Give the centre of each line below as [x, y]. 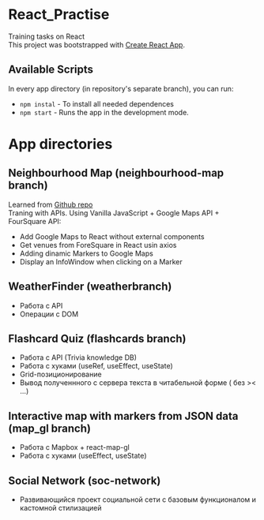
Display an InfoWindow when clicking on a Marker [101, 261]
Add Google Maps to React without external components [112, 236]
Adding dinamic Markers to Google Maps [87, 253]
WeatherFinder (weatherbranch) [90, 287]
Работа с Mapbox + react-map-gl [75, 447]
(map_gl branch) [49, 428]
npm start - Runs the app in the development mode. [104, 112]
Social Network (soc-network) [85, 480]
